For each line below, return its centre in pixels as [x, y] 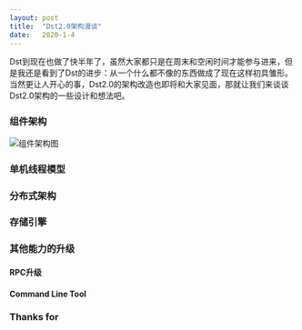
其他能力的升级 [42, 249]
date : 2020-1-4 [42, 35]
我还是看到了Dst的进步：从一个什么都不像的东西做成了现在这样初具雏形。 [155, 73]
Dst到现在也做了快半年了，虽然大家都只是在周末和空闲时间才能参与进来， [147, 62]
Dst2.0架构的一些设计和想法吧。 [70, 95]
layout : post [34, 18]
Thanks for [34, 317]
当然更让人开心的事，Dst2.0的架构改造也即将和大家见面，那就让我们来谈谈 [149, 85]
